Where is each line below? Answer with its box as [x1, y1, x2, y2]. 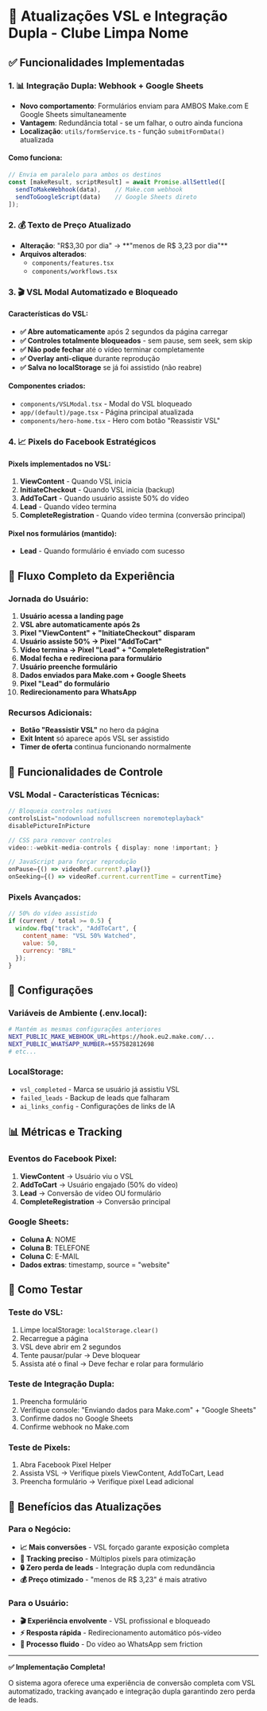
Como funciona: [8, 153, 63, 162]
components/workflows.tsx [31, 267, 118, 275]
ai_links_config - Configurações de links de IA [19, 1101, 176, 1110]
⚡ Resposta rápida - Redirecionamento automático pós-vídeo [19, 1628, 222, 1638]
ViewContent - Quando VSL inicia [19, 476, 133, 486]
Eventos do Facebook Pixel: [8, 1153, 118, 1165]
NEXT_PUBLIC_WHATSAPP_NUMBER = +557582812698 [8, 1040, 155, 1048]
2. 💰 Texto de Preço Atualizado [8, 220, 131, 231]
